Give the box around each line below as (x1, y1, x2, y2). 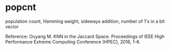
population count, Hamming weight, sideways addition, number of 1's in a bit (5, 18, 165, 24)
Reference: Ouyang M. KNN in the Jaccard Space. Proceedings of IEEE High (5, 33, 165, 39)
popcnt (5, 2, 37, 13)
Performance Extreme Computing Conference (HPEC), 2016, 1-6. (5, 38, 141, 44)
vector (5, 23, 19, 29)
